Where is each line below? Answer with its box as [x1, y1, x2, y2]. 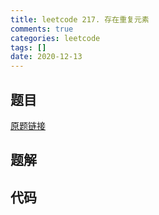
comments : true [10, 24, 74, 34]
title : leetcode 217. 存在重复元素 [10, 14, 150, 25]
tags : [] [10, 42, 47, 53]
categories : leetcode [10, 33, 101, 43]
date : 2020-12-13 [10, 52, 83, 62]
